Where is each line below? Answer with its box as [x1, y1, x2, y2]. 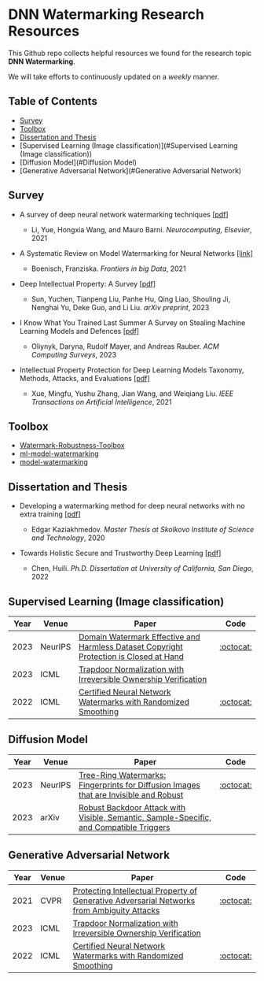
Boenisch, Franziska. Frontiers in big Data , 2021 [31, 264, 186, 273]
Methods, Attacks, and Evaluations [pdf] [19, 373, 151, 383]
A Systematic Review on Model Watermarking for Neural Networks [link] [19, 248, 254, 257]
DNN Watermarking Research [8, 6, 204, 24]
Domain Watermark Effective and [78, 631, 200, 642]
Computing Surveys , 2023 [31, 350, 117, 359]
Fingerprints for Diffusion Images [78, 779, 200, 790]
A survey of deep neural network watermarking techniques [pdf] [19, 209, 229, 219]
